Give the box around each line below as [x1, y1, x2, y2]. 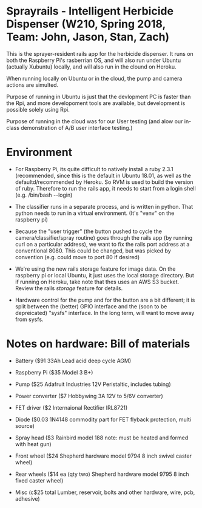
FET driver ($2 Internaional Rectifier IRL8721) [15, 404, 128, 411]
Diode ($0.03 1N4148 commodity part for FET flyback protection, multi [15, 416, 191, 423]
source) [15, 422, 35, 429]
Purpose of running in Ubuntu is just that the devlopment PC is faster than [6, 93, 191, 100]
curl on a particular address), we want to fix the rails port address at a [15, 240, 190, 248]
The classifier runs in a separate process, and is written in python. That [15, 203, 194, 210]
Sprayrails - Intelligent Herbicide [6, 4, 174, 18]
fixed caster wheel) [15, 476, 64, 484]
